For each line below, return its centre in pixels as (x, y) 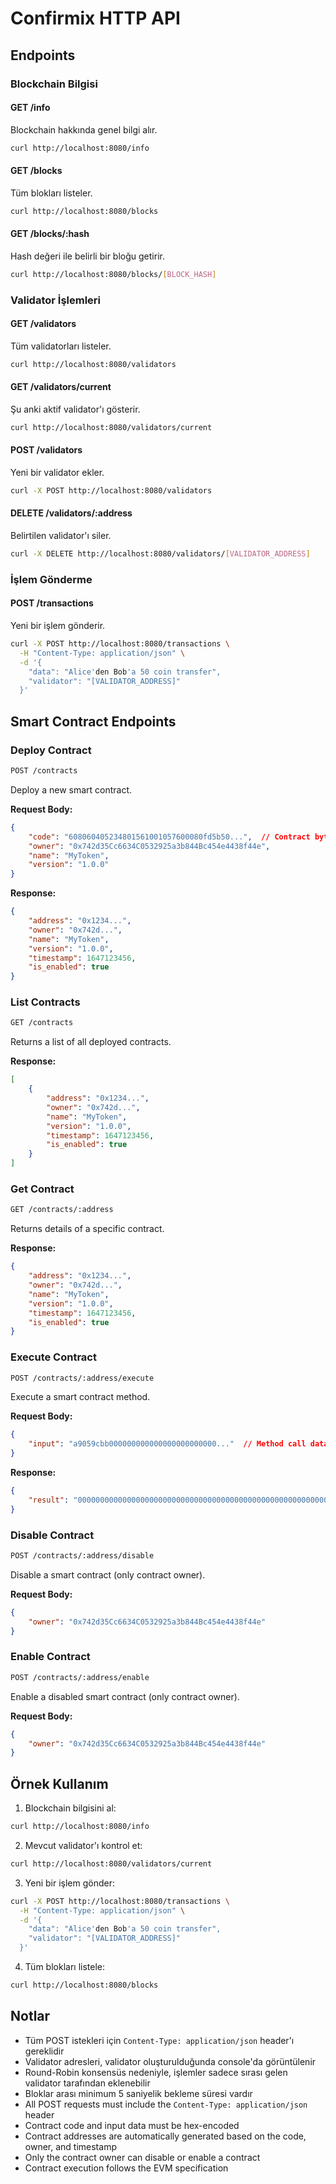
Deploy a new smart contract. (71, 789)
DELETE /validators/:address (71, 513)
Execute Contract (53, 1357)
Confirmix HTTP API (95, 18)
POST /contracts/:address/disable (82, 1555)
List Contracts (45, 1002)
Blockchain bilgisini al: (70, 1808)
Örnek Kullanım (59, 1783)
